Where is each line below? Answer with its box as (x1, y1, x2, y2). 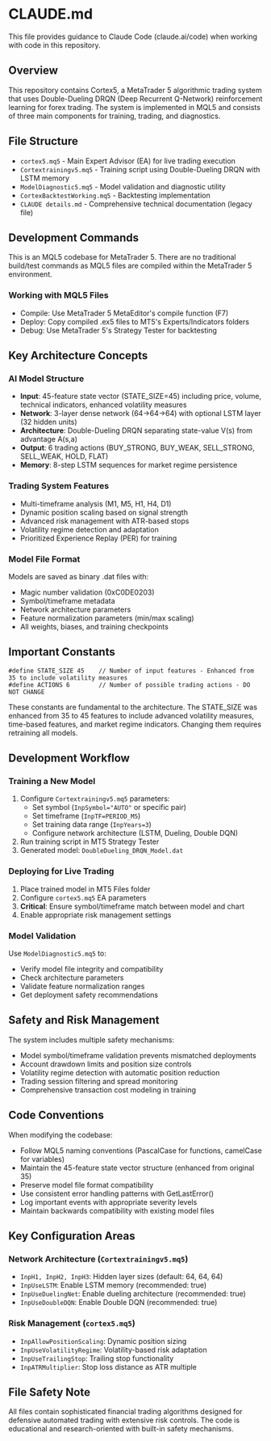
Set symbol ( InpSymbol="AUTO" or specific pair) (31, 803, 187, 812)
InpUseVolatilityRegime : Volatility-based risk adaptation (19, 1345, 207, 1354)
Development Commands (8, 231, 140, 244)
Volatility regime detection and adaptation (19, 524, 159, 534)
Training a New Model (8, 776, 96, 787)
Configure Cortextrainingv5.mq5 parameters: (19, 794, 170, 803)
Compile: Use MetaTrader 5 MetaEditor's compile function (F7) (19, 308, 229, 318)
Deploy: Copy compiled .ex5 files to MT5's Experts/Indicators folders (19, 316, 250, 326)
